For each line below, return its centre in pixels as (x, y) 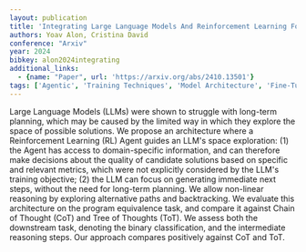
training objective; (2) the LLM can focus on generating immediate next (143, 179)
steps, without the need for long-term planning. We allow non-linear (137, 188)
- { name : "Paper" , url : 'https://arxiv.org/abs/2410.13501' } (136, 77)
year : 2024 (30, 52)
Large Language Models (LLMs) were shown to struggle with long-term (143, 111)
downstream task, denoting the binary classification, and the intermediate (148, 227)
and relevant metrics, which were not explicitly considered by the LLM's (144, 169)
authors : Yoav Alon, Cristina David (79, 35)
